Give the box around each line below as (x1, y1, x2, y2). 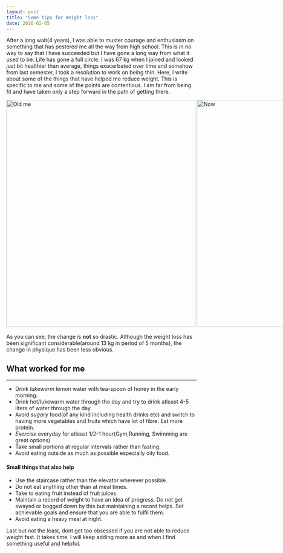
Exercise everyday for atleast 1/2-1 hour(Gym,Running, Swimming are (15, 430, 188, 437)
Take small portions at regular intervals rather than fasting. (15, 443, 161, 451)
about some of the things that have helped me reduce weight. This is (6, 75, 178, 82)
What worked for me (6, 364, 85, 374)
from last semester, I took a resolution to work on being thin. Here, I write (6, 69, 188, 76)
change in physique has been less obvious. (6, 346, 114, 353)
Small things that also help (6, 463, 74, 471)
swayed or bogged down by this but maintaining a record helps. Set (15, 503, 184, 510)
